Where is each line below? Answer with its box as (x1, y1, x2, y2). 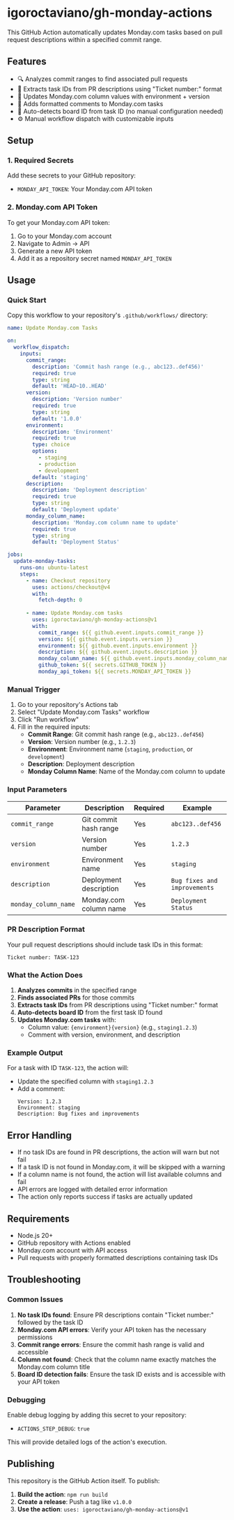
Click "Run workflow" (17, 715, 79, 724)
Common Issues (7, 1294, 64, 1304)
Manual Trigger (7, 685, 61, 694)
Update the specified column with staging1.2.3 (17, 1077, 154, 1086)
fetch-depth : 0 (38, 597, 82, 604)
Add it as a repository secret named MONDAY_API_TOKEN (17, 254, 172, 263)
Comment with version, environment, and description (27, 1030, 180, 1039)
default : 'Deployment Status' (32, 539, 120, 546)
